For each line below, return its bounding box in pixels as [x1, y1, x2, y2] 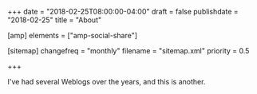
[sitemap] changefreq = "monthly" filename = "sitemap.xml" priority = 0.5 [7, 46, 250, 55]
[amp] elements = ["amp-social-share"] [7, 31, 137, 40]
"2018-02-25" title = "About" [7, 15, 101, 25]
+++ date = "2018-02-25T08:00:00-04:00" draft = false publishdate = [7, 7, 239, 16]
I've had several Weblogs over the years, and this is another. [7, 77, 206, 86]
